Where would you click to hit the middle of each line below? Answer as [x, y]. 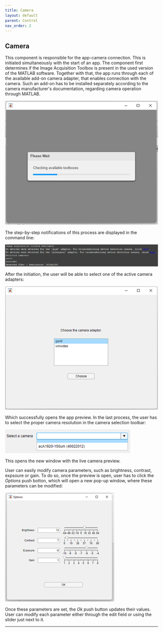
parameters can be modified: [34, 486]
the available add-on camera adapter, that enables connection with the [76, 78]
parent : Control [21, 20]
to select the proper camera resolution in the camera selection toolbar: [76, 423]
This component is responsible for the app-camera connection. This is [75, 58]
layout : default [21, 15]
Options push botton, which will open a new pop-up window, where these [79, 481]
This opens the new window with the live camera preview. [63, 461]
